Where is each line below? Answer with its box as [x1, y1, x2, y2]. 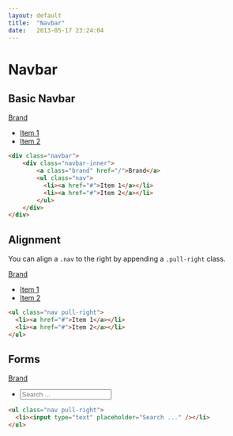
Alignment [8, 233, 61, 247]
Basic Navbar [8, 92, 76, 105]
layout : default [8, 11, 62, 20]
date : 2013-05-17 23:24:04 [8, 26, 104, 34]
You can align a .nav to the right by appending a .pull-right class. [8, 254, 226, 264]
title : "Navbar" [8, 19, 66, 27]
